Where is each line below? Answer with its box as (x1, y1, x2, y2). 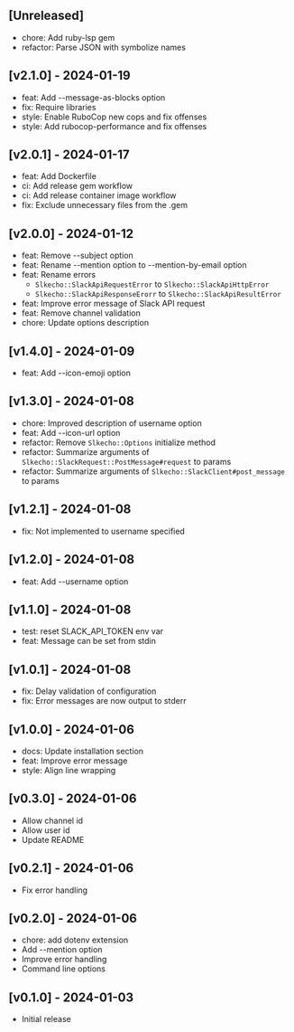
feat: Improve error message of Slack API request (21, 298, 206, 309)
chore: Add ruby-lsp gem (21, 32, 115, 43)
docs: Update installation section (21, 745, 144, 756)
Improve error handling (21, 954, 107, 965)
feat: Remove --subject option (21, 250, 134, 261)
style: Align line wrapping (21, 764, 116, 775)
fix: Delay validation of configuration (21, 686, 157, 696)
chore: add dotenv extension (21, 934, 129, 945)
